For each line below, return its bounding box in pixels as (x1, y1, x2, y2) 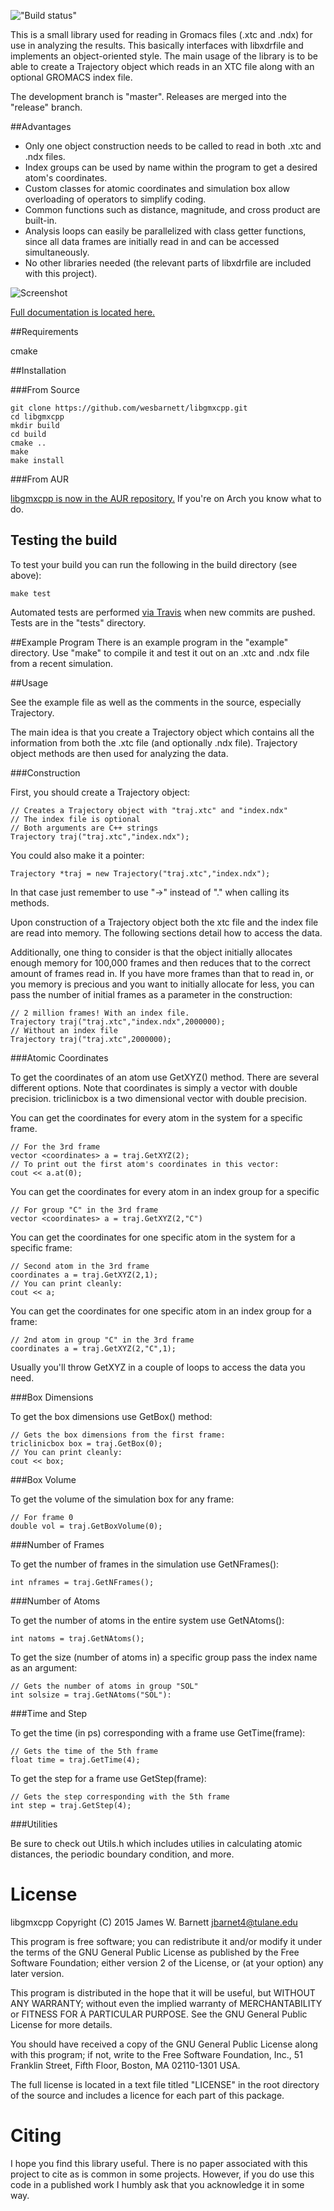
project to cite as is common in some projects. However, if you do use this (10, 2168, 315, 2180)
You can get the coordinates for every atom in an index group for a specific (10, 1185, 320, 1197)
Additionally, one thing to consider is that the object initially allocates (10, 946, 293, 958)
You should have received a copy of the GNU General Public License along (10, 2038, 318, 2050)
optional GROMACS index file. (10, 71, 133, 83)
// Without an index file (10, 1025, 118, 1035)
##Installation (10, 365, 67, 376)
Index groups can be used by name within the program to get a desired (24, 161, 318, 173)
